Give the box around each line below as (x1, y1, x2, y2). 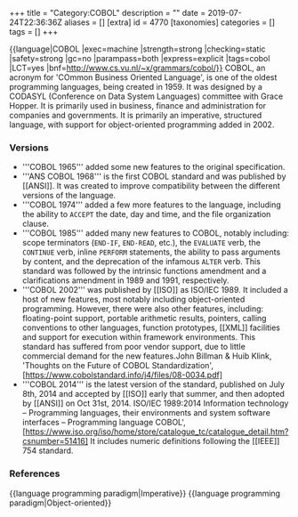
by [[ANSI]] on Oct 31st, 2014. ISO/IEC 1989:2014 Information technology (21, 398, 289, 408)
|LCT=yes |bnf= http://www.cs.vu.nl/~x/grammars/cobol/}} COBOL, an (9, 62, 266, 73)
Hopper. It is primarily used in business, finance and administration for (9, 101, 267, 110)
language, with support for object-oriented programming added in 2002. (9, 119, 275, 130)
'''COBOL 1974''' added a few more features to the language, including (21, 199, 282, 210)
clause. (21, 218, 49, 230)
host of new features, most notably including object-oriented (21, 294, 246, 305)
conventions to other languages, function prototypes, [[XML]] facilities (21, 322, 280, 333)
